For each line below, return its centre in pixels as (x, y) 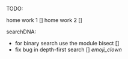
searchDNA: (21, 32)
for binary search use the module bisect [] (67, 43)
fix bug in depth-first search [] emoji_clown (68, 49)
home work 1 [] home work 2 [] (44, 20)
